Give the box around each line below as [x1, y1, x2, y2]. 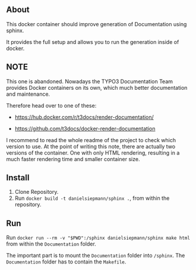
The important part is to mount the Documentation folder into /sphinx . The [6, 252, 185, 259]
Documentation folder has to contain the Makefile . [6, 258, 127, 265]
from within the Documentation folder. [6, 240, 96, 247]
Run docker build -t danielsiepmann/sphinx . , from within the [14, 194, 170, 202]
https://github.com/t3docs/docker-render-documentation [14, 125, 156, 132]
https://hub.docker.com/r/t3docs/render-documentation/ [14, 113, 154, 121]
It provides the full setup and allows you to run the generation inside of [6, 38, 179, 45]
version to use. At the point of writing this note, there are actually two [6, 143, 176, 150]
